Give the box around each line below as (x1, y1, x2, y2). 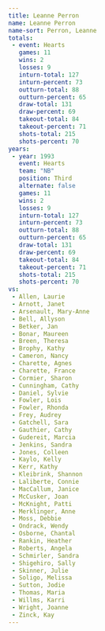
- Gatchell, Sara (11, 419, 69, 427)
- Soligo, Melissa (11, 574, 73, 582)
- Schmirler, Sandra (11, 551, 80, 559)
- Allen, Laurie (11, 293, 66, 301)
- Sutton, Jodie (11, 582, 66, 590)
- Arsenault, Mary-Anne (11, 307, 90, 315)
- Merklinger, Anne (11, 507, 77, 516)
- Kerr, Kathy (11, 463, 58, 471)
